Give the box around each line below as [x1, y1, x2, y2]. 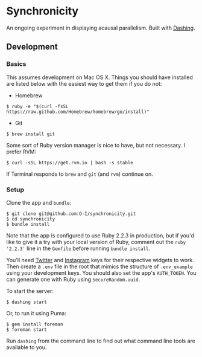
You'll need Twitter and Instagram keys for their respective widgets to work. [6, 256, 194, 263]
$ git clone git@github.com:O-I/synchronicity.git [6, 210, 136, 217]
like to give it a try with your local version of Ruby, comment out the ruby [6, 238, 186, 245]
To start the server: [6, 287, 54, 294]
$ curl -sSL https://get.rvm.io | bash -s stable [6, 159, 134, 166]
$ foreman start [6, 326, 47, 333]
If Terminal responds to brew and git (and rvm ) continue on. [6, 170, 154, 178]
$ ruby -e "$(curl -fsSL [6, 103, 69, 109]
